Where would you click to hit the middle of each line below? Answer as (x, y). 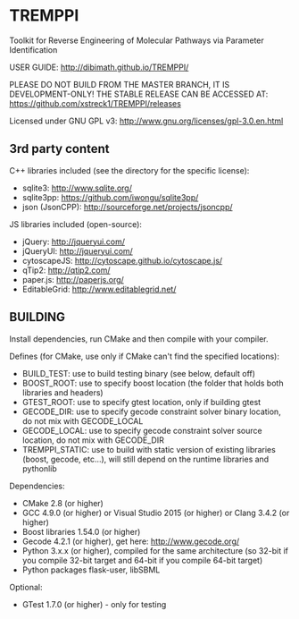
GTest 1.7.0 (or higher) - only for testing (94, 604)
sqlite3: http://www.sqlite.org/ (77, 188)
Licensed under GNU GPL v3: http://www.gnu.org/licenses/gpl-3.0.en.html (146, 121)
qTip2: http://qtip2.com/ (66, 270)
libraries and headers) (63, 392)
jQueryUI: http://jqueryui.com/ (78, 250)
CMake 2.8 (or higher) (63, 503)
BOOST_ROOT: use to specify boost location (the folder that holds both (153, 383)
